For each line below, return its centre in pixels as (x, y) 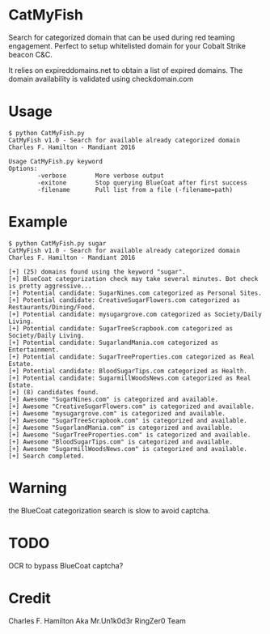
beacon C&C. (30, 54)
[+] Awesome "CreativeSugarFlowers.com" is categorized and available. (131, 406)
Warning (38, 488)
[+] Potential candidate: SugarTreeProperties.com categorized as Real (131, 357)
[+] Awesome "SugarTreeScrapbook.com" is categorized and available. (128, 420)
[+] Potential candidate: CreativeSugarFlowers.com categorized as (124, 300)
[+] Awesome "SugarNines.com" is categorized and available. (114, 399)
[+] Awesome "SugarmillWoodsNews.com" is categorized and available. (128, 449)
